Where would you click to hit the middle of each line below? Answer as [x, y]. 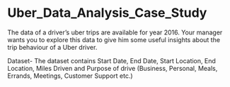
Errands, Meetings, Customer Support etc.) [70, 76]
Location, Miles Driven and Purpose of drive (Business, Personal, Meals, [113, 68]
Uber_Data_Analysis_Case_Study [107, 13]
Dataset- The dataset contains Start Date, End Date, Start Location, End [111, 60]
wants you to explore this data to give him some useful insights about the [114, 39]
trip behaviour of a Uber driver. [52, 47]
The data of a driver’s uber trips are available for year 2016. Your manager [115, 32]
